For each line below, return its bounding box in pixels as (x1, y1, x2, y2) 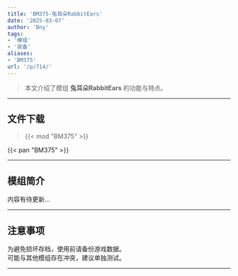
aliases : (7, 50, 33, 57)
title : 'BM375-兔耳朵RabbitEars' (7, 10, 103, 18)
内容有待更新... (7, 195, 51, 204)
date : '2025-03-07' (7, 17, 65, 24)
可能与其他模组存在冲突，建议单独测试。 (7, 253, 125, 263)
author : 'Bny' (7, 23, 50, 31)
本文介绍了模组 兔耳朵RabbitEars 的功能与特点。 (24, 83, 167, 92)
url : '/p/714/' (7, 63, 52, 70)
